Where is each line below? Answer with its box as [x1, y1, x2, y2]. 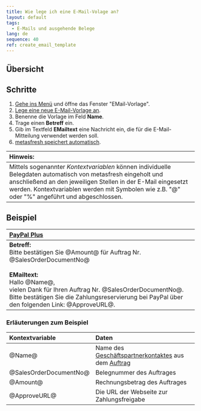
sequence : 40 [6, 36, 39, 42]
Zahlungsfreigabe [95, 395, 145, 404]
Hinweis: [9, 153, 35, 161]
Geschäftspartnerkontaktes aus [95, 351, 184, 360]
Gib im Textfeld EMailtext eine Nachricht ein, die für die [14, 126, 153, 133]
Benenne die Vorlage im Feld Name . [14, 113, 104, 120]
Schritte [6, 84, 37, 94]
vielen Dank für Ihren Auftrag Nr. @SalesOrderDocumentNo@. [9, 285, 184, 293]
